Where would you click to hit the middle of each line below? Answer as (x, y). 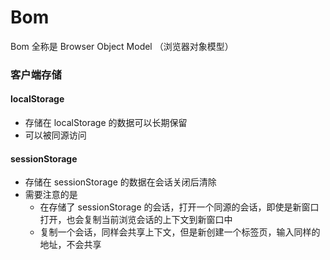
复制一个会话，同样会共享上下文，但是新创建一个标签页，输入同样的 (180, 232)
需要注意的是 (51, 195)
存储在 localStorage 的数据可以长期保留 (106, 123)
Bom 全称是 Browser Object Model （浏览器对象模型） (122, 46)
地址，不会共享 (70, 245)
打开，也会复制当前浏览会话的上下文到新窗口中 (136, 220)
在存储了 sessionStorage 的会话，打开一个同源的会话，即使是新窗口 (179, 207)
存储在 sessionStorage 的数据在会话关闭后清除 (120, 182)
